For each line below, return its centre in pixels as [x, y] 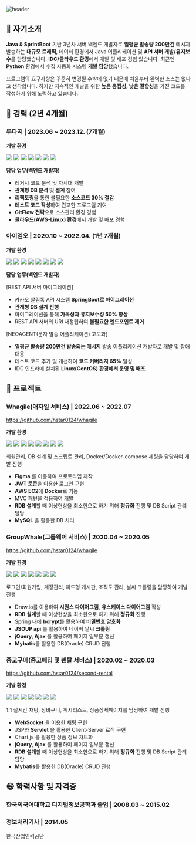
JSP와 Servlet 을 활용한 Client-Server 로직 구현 [70, 730]
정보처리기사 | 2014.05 [37, 822]
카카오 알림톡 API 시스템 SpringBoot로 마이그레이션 [74, 299]
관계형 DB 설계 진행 [37, 307]
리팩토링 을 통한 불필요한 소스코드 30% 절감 [64, 197]
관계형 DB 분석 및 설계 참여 [45, 190]
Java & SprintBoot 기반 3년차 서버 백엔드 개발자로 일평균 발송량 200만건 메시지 [98, 44]
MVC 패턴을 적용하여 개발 [44, 498]
